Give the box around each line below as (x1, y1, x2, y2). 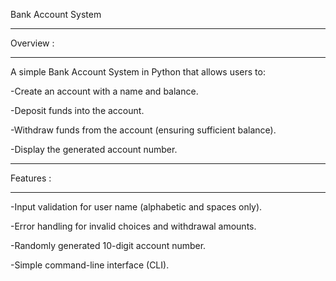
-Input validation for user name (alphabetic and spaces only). (10, 201, 263, 213)
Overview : (10, 37, 55, 49)
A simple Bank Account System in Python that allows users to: (10, 66, 266, 78)
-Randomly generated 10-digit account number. (10, 240, 207, 251)
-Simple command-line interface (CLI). (10, 259, 170, 271)
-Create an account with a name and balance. (10, 85, 199, 97)
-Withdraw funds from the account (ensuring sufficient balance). (10, 124, 277, 136)
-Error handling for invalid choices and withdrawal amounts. (10, 220, 257, 232)
